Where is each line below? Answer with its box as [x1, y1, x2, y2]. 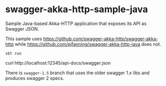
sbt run [5, 51, 22, 56]
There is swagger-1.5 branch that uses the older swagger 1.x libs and [5, 70, 150, 76]
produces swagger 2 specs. [5, 75, 64, 81]
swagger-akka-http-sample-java [5, 4, 148, 15]
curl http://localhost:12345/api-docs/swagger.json [5, 60, 111, 66]
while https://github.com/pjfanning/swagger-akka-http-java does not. [14, 41, 161, 47]
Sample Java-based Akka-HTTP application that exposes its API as [5, 20, 147, 26]
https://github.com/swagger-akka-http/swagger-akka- [43, 36, 158, 42]
